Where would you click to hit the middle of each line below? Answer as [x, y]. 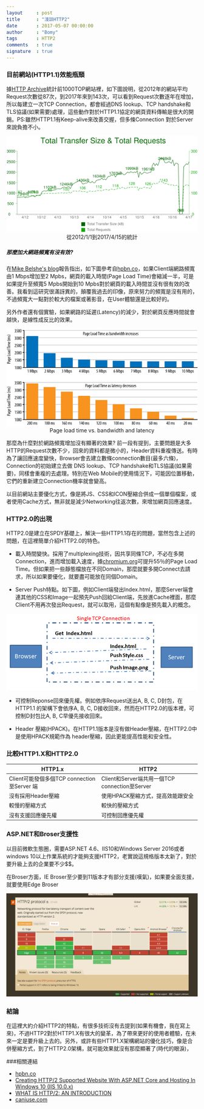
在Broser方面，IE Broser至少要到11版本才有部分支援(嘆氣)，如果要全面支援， [102, 876]
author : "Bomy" [32, 32]
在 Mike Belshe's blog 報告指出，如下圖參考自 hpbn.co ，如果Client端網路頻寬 [101, 269]
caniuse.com [31, 1100]
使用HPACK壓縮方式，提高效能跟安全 [148, 796]
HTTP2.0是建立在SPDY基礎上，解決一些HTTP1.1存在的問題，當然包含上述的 [101, 533]
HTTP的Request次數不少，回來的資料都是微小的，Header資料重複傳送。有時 [102, 450]
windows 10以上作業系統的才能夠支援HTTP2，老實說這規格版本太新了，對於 [102, 856]
